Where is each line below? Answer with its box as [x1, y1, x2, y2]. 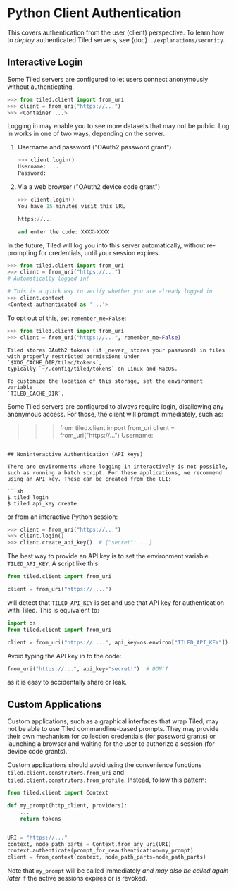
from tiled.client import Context [7, 790, 109, 797]
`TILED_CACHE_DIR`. [7, 390, 65, 397]
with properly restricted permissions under [7, 352, 140, 360]
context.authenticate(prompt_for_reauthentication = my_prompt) [7, 847, 194, 854]
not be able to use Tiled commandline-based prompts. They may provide [7, 725, 219, 733]
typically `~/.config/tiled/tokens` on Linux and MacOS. [7, 365, 178, 372]
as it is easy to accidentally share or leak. [7, 678, 127, 687]
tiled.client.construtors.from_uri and [7, 768, 125, 777]
